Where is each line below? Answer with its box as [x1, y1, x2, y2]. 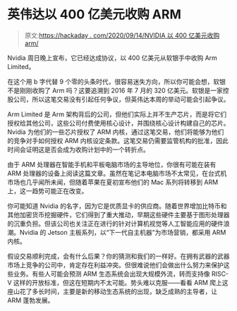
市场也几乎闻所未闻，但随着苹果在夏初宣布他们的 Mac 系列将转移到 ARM [7, 178, 219, 186]
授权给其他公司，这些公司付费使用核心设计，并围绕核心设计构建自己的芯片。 [7, 118, 230, 127]
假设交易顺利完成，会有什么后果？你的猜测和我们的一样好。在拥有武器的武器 [7, 252, 230, 260]
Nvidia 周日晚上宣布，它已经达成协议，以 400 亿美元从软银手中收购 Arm [7, 54, 217, 62]
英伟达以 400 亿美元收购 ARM [7, 6, 181, 23]
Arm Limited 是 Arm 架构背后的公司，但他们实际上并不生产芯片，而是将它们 [7, 110, 227, 118]
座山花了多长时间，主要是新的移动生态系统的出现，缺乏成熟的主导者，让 [7, 287, 217, 295]
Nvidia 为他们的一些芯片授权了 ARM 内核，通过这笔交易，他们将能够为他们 [7, 128, 224, 136]
